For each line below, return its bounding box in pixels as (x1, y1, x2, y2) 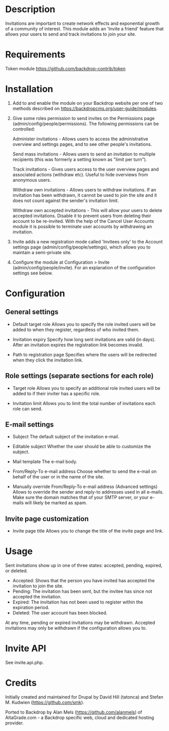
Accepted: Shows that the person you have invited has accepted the (12, 578, 155, 584)
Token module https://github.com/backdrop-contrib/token (5, 65, 126, 71)
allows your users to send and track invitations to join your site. (5, 31, 136, 37)
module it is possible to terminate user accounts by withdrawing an (12, 223, 152, 229)
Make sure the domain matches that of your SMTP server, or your (12, 495, 149, 501)
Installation (5, 84, 53, 95)
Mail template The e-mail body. (12, 459, 78, 465)
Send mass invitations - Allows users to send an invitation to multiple (12, 151, 155, 157)
